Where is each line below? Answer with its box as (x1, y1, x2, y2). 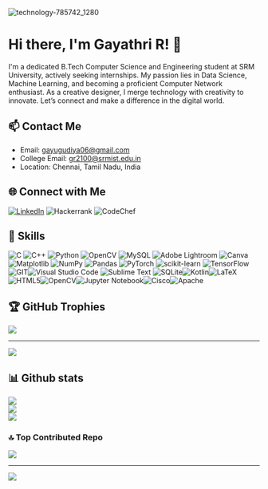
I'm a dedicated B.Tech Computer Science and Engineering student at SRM (8, 61, 255, 71)
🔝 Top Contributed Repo (8, 432, 104, 443)
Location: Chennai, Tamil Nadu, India (19, 162, 141, 172)
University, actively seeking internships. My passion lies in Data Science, (8, 70, 247, 80)
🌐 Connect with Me (8, 185, 106, 199)
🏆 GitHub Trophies (8, 300, 106, 314)
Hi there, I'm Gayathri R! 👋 (8, 36, 182, 53)
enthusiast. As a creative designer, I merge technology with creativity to (8, 87, 244, 97)
